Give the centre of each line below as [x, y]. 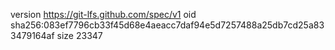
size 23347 [79, 35]
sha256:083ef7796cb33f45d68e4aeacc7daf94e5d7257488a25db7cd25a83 [167, 25]
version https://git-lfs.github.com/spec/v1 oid [103, 14]
